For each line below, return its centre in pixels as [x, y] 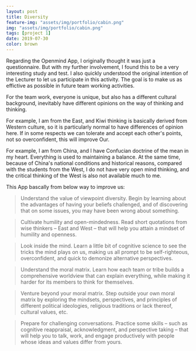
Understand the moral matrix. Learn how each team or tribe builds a [102, 269]
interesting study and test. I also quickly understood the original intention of [97, 73]
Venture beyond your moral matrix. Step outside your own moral [98, 293]
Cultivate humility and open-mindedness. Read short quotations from [104, 222]
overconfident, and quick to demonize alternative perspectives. [97, 258]
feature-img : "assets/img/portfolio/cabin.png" [65, 22]
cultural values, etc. [44, 312]
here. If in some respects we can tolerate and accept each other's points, [94, 133]
